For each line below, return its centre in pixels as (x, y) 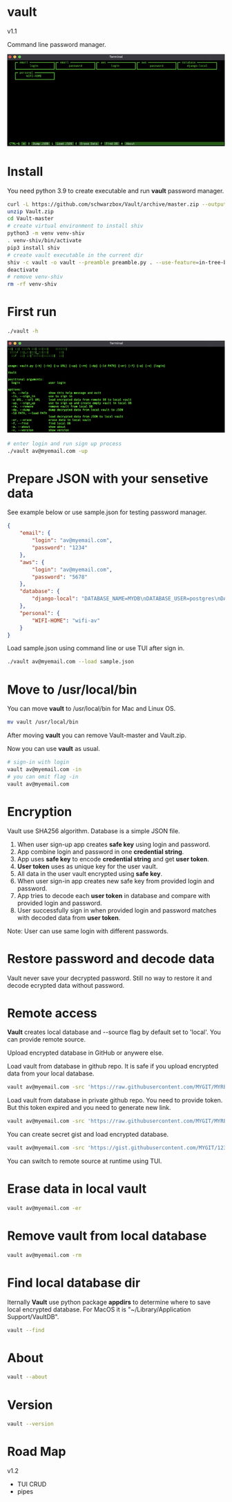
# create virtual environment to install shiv (75, 226)
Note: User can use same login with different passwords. (88, 931)
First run (32, 312)
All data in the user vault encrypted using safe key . (90, 873)
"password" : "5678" (60, 577)
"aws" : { (32, 562)
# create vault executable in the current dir (75, 255)
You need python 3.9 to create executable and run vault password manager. (116, 191)
